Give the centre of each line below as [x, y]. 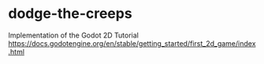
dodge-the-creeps [70, 14]
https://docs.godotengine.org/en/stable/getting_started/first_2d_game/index [132, 43]
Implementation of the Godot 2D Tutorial [74, 35]
